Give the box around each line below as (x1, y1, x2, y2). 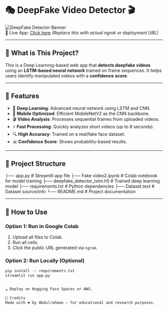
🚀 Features (5, 92, 39, 100)
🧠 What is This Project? (5, 49, 79, 57)
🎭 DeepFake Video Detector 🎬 (5, 4, 135, 16)
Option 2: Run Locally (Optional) (5, 257, 85, 264)
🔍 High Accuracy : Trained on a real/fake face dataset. (12, 131, 125, 137)
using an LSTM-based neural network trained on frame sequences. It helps (5, 67, 162, 73)
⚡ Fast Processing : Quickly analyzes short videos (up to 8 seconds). (12, 123, 154, 129)
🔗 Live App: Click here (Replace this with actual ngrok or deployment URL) (5, 29, 159, 35)
